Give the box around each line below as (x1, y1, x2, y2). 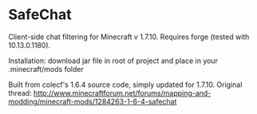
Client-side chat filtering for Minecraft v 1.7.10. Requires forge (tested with (8, 32, 250, 41)
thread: (8, 88, 32, 97)
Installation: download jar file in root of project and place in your (8, 56, 218, 65)
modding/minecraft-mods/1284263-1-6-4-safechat (8, 96, 177, 106)
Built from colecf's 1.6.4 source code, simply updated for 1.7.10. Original (8, 80, 243, 89)
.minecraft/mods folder (8, 64, 84, 73)
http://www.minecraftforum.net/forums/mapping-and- (33, 88, 212, 97)
